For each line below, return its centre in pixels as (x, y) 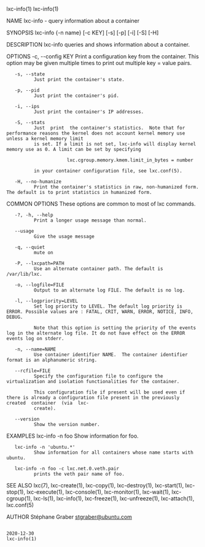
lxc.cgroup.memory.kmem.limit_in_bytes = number (130, 160)
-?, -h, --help (34, 215)
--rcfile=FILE (33, 371)
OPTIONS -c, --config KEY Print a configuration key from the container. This (103, 56)
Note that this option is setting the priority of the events (115, 328)
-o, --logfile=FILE (39, 285)
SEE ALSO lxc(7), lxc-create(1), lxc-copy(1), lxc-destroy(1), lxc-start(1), (95, 485)
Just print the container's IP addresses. (89, 112)
